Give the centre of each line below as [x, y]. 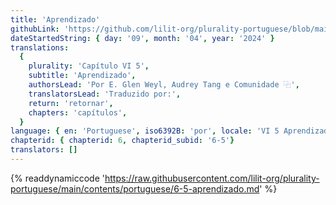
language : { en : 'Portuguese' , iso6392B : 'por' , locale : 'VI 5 [145, 131]
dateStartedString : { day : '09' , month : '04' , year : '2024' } [142, 38]
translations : [40, 47]
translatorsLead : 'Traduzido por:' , [105, 94]
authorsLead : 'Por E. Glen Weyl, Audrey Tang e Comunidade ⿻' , [164, 85]
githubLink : [35, 29]
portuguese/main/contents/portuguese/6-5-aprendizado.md [135, 188]
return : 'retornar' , [71, 103]
